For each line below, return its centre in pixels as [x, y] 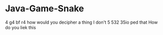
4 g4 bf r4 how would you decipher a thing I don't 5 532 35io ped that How [81, 22]
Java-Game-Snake [44, 9]
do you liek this [20, 27]
